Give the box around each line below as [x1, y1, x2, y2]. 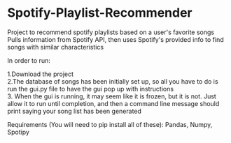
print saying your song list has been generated [7, 107, 142, 115]
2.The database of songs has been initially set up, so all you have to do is [7, 77, 218, 85]
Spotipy [7, 128, 30, 136]
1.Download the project [7, 70, 74, 78]
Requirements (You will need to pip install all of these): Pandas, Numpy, [7, 120, 213, 128]
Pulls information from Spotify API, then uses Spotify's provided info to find [7, 35, 224, 43]
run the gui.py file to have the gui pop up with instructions [7, 84, 174, 93]
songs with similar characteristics [7, 43, 104, 51]
